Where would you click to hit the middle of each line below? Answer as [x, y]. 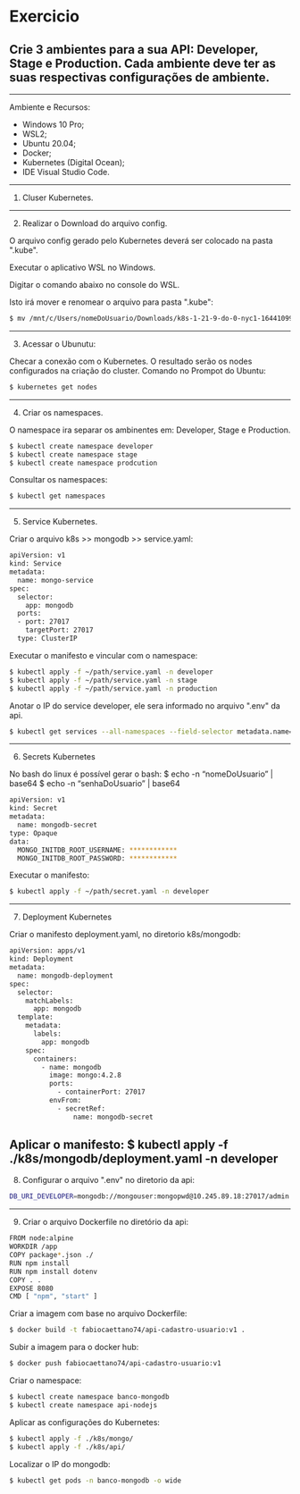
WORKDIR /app [33, 1247]
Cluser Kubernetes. [58, 197]
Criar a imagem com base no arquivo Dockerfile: [98, 1314]
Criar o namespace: [46, 1381]
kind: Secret [33, 809]
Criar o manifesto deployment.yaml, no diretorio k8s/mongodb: [125, 935]
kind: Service [36, 564]
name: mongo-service [55, 580]
